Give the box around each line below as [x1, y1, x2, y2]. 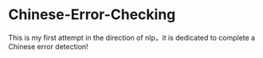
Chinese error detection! [8, 41, 89, 51]
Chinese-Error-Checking [8, 6, 176, 24]
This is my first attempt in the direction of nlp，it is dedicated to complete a [8, 33, 256, 42]
